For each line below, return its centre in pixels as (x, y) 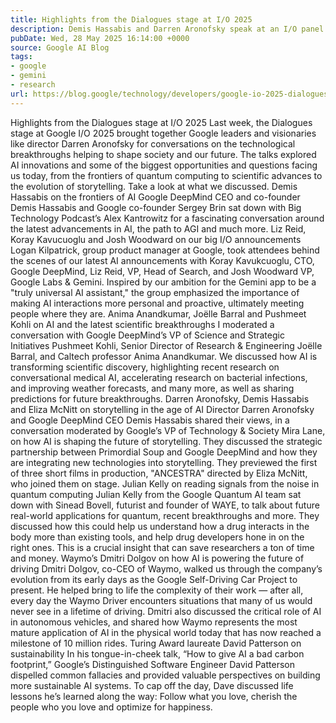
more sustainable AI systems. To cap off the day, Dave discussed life (152, 685)
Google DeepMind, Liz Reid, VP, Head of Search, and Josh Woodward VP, (162, 271)
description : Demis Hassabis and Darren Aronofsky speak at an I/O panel (167, 29)
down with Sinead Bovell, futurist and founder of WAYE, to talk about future (165, 505)
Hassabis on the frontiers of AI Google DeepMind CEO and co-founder (155, 197)
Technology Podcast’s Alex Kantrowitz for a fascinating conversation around (167, 218)
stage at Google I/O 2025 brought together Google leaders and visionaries (163, 133)
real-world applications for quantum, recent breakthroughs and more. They (165, 515)
